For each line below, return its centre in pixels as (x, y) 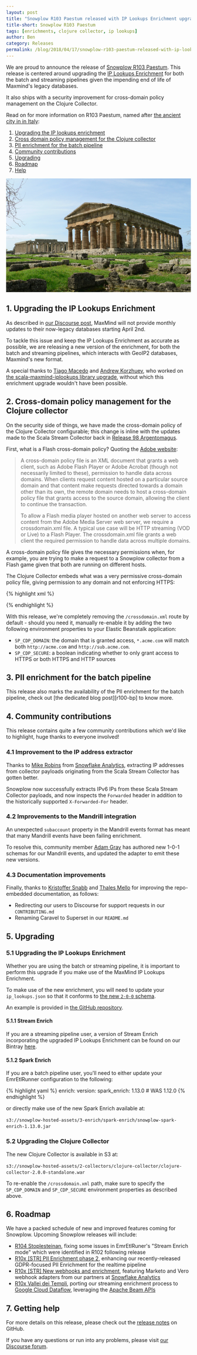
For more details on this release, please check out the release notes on (92, 1323)
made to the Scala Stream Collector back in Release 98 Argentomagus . (92, 437)
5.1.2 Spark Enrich (28, 1060)
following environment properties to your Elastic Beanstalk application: (91, 629)
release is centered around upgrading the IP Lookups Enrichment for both (95, 73)
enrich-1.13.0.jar (28, 1127)
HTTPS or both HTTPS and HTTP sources (65, 659)
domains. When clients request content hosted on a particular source (104, 479)
